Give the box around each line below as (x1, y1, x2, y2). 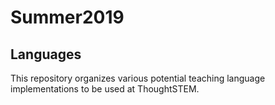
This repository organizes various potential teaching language (10, 72, 266, 84)
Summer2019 (10, 6, 125, 29)
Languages (10, 46, 82, 63)
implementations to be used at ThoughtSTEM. (10, 83, 200, 95)
